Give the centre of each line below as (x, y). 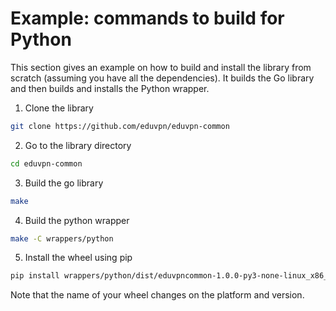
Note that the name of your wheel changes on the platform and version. (157, 295)
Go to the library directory (78, 145)
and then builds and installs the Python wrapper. (110, 88)
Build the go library (64, 183)
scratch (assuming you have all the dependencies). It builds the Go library (162, 78)
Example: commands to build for (147, 18)
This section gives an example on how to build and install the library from (161, 67)
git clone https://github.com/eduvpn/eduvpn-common (120, 126)
